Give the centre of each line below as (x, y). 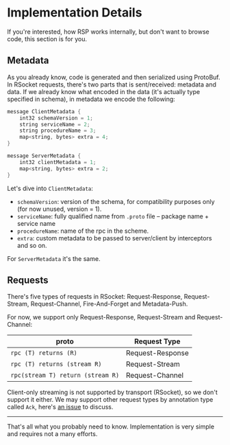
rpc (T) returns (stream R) (56, 364)
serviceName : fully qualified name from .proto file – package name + (113, 216)
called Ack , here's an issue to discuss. (60, 407)
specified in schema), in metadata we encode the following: (91, 99)
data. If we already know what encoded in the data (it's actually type (104, 91)
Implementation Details (75, 13)
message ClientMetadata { (44, 111)
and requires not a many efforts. (52, 434)
